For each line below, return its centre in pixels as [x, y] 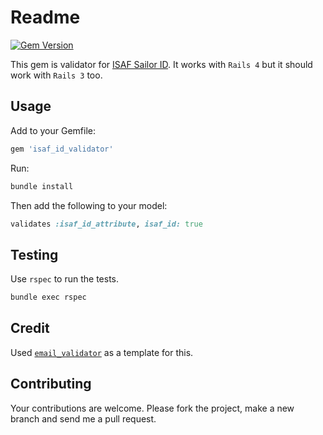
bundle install [42, 186]
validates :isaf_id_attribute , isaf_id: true [106, 224]
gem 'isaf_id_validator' [62, 149]
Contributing [51, 384]
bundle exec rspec [48, 297]
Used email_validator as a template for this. [102, 352]
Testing [34, 254]
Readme [45, 17]
